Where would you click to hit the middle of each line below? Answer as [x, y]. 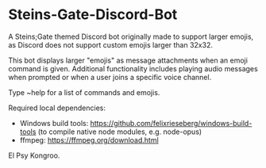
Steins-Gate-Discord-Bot [93, 15]
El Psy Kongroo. [34, 155]
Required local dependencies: [57, 108]
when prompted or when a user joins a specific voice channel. [110, 77]
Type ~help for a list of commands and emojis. [84, 92]
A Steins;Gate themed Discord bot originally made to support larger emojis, [131, 36]
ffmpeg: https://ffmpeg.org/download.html [89, 139]
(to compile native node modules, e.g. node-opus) [120, 132]
